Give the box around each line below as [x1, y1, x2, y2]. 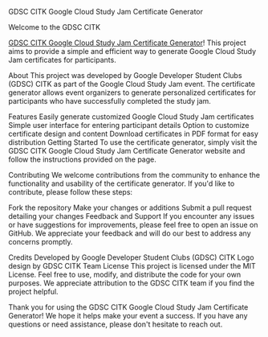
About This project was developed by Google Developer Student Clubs [8, 71, 242, 80]
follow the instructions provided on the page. [8, 154, 156, 164]
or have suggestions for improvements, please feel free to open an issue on [8, 220, 258, 229]
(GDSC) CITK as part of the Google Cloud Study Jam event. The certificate [8, 80, 255, 88]
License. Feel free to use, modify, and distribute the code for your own [8, 269, 242, 279]
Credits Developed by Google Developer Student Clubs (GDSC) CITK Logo [8, 253, 254, 262]
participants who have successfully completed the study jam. [8, 97, 211, 105]
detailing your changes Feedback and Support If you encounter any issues [8, 212, 255, 220]
